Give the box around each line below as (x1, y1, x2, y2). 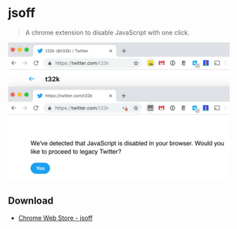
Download (8, 195, 53, 207)
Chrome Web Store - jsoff (18, 213, 94, 222)
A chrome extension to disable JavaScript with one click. (25, 28, 190, 37)
